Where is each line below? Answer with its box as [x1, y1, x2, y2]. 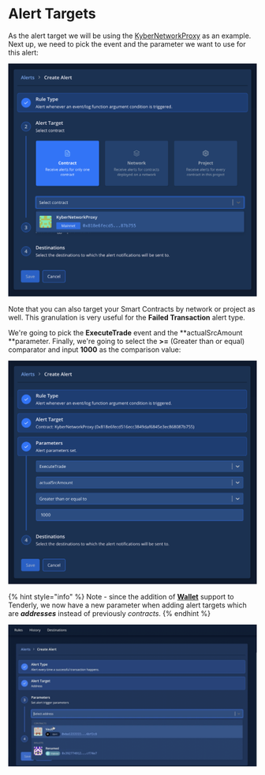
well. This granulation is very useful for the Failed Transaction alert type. [8, 312, 246, 322]
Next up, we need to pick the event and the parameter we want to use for [8, 39, 246, 48]
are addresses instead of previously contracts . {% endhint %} [8, 609, 211, 618]
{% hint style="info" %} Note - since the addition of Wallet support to [8, 592, 234, 602]
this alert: [8, 47, 39, 57]
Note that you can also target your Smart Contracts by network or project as [8, 304, 256, 313]
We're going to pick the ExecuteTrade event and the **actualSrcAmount [8, 327, 243, 337]
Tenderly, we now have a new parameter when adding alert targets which [8, 600, 247, 610]
